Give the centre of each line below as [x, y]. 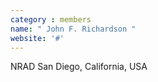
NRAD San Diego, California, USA [79, 67]
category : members [51, 19]
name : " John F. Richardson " [73, 29]
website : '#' [37, 38]
